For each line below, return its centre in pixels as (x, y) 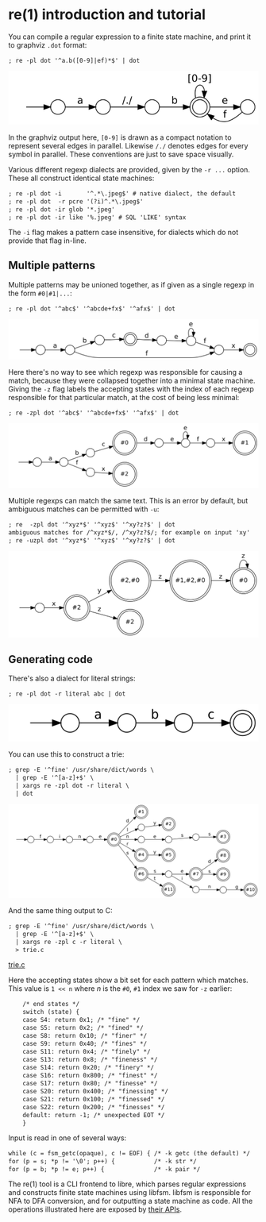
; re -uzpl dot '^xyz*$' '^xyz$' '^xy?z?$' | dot (92, 540)
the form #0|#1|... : (40, 293)
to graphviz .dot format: (48, 44)
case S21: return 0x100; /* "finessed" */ (94, 1099)
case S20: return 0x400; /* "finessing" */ (96, 1091)
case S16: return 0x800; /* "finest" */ (90, 1075)
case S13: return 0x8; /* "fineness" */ (90, 1059)
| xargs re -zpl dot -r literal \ (72, 785)
